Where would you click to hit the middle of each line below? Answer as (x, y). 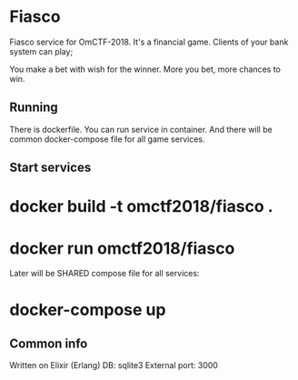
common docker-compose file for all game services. (107, 139)
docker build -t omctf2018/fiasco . (142, 207)
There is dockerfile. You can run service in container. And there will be (141, 129)
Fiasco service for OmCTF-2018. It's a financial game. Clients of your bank (149, 42)
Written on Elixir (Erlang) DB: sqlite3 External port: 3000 (114, 365)
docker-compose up (88, 310)
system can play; (41, 51)
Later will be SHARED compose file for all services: (104, 274)
